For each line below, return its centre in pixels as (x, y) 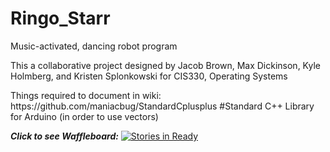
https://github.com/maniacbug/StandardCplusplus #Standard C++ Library (162, 106)
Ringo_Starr (60, 18)
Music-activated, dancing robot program (94, 46)
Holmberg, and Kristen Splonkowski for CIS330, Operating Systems (149, 76)
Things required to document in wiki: (86, 95)
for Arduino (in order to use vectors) (84, 116)
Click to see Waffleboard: (64, 136)
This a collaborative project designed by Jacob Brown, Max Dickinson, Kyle (165, 65)
